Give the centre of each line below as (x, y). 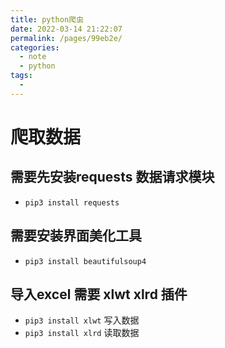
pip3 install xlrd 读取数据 (82, 333)
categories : (35, 47)
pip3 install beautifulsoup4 (85, 261)
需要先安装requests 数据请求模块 (112, 177)
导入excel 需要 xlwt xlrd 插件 (99, 294)
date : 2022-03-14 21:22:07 (66, 29)
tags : (21, 76)
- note (33, 57)
